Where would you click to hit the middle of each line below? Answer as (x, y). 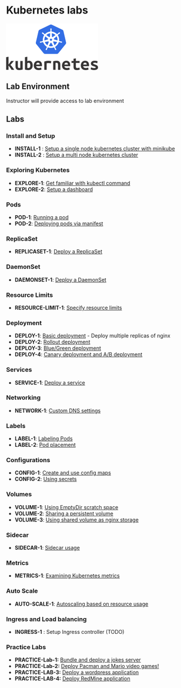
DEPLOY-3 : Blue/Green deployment (58, 348)
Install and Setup (31, 136)
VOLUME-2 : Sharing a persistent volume (64, 513)
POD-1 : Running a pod (41, 218)
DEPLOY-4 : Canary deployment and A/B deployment (78, 355)
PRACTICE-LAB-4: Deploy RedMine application (72, 679)
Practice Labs (26, 647)
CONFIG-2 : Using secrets (46, 479)
